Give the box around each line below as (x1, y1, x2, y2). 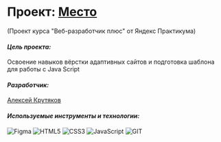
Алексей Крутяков (7, 96, 62, 104)
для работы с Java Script (7, 65, 80, 73)
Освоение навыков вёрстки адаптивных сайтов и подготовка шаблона (7, 58, 215, 66)
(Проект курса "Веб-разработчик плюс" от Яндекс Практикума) (7, 27, 196, 35)
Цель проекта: (7, 43, 51, 51)
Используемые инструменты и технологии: (7, 111, 140, 120)
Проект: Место (7, 4, 97, 20)
